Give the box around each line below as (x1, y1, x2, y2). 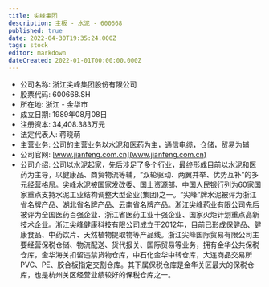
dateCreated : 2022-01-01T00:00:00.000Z (8, 57, 142, 65)
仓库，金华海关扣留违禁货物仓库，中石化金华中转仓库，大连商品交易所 (19, 249, 253, 259)
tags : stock (8, 42, 48, 50)
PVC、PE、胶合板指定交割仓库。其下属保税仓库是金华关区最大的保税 (19, 260, 247, 269)
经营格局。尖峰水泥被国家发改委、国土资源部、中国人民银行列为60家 (26, 180, 255, 189)
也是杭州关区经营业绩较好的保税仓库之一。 (34, 269, 175, 279)
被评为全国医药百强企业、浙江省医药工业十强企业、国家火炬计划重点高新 (19, 209, 259, 219)
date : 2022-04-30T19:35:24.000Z (8, 34, 116, 42)
